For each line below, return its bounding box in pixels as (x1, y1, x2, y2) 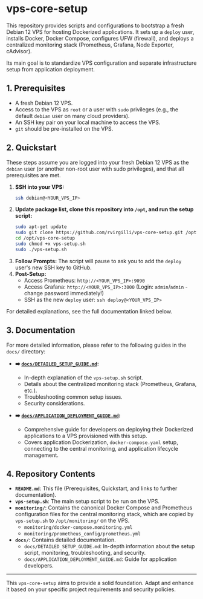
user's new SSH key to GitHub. (14, 264, 92, 271)
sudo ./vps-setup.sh (14, 246, 67, 252)
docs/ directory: (6, 347, 46, 355)
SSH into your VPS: (14, 183, 65, 191)
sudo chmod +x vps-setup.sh (14, 241, 86, 247)
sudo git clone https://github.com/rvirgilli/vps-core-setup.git (14, 229, 183, 236)
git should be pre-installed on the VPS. (14, 125, 114, 132)
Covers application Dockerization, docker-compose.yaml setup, (24, 438, 178, 446)
